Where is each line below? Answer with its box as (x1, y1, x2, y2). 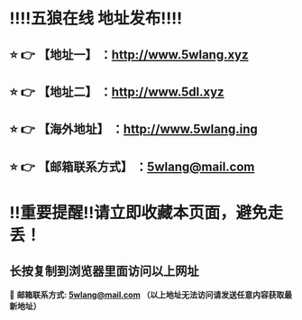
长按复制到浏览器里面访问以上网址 (9, 263, 199, 279)
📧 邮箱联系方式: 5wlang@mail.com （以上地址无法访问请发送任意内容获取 (9, 289, 285, 300)
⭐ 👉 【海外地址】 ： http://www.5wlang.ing (9, 122, 259, 137)
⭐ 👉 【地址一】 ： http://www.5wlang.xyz (9, 47, 250, 62)
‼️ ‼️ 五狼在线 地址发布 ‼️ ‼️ (9, 8, 183, 29)
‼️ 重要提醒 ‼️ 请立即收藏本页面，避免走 (9, 202, 284, 223)
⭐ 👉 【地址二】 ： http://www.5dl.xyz (9, 84, 224, 99)
